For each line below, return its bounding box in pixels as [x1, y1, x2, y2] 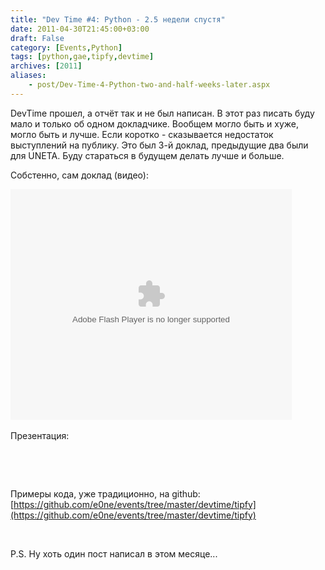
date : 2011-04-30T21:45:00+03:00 [10, 24, 150, 34]
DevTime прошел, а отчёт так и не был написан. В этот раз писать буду [10, 107, 315, 119]
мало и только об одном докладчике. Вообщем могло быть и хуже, [10, 117, 299, 130]
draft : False [10, 33, 65, 43]
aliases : [10, 71, 47, 81]
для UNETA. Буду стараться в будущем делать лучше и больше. [10, 149, 285, 161]
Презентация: [10, 429, 70, 441]
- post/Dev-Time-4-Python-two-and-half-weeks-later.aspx [28, 80, 271, 90]
